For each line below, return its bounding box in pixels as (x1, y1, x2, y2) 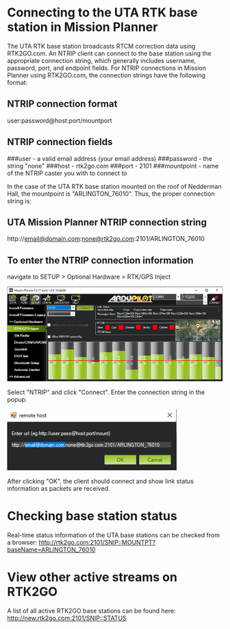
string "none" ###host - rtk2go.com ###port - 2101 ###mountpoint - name (7, 162, 219, 170)
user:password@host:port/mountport (7, 116, 112, 125)
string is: (7, 196, 32, 205)
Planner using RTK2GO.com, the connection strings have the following (7, 70, 206, 79)
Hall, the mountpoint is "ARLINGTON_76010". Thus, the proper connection (7, 190, 215, 198)
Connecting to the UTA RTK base (7, 5, 198, 21)
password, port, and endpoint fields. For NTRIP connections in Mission (7, 64, 207, 72)
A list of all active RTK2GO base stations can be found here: (7, 607, 176, 615)
